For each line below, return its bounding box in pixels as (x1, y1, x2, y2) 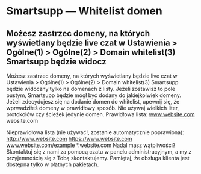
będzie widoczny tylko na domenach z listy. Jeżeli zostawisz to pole (6, 85, 176, 92)
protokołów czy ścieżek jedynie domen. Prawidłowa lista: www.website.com (6, 111, 195, 118)
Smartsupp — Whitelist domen (6, 4, 162, 18)
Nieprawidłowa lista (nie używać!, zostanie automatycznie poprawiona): (6, 129, 185, 136)
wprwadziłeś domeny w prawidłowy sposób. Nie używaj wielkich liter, (6, 104, 179, 111)
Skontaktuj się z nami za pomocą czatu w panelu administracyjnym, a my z (6, 148, 192, 155)
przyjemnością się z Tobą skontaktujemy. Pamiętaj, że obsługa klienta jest (6, 155, 190, 161)
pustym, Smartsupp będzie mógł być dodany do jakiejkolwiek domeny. (6, 92, 182, 99)
